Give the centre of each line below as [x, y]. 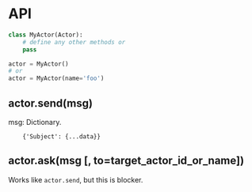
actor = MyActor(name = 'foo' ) [56, 79]
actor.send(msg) [51, 103]
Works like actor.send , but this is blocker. [76, 179]
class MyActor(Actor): [46, 35]
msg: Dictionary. [35, 122]
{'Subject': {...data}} [62, 137]
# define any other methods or [74, 42]
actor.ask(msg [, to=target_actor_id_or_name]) [126, 161]
